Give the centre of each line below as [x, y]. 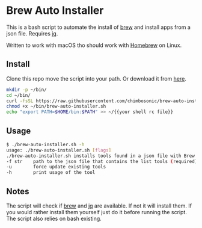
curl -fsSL [20, 101]
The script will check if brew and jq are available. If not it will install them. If [99, 206]
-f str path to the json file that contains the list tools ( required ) [102, 161]
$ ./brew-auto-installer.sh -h [45, 144]
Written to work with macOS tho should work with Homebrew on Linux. [94, 45]
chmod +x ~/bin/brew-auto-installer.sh [56, 106]
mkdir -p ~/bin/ [26, 90]
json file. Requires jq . [32, 33]
